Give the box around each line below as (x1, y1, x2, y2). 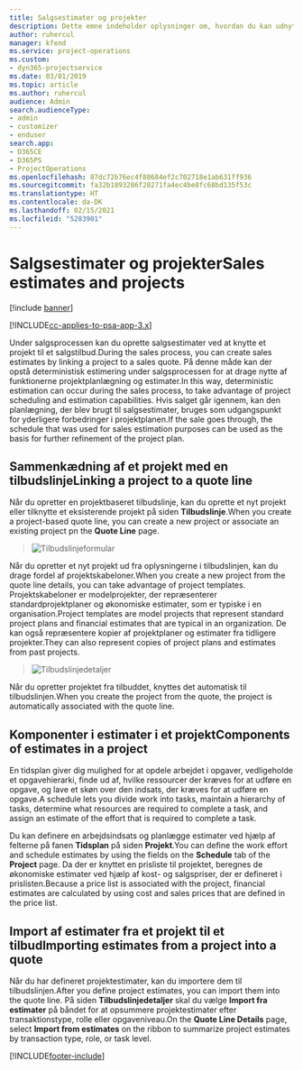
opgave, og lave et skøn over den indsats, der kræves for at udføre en (9, 784, 269, 795)
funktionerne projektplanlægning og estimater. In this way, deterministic (9, 375, 274, 386)
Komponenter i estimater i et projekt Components (9, 727, 290, 742)
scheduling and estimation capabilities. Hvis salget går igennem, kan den (9, 394, 281, 406)
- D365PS (9, 155, 42, 165)
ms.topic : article (9, 80, 78, 89)
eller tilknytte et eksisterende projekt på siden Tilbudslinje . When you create (9, 507, 292, 517)
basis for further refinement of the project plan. (9, 433, 185, 444)
